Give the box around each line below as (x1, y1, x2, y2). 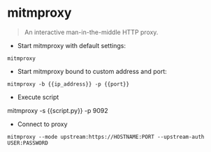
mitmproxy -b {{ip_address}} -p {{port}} (7, 80, 130, 88)
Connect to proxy (17, 120, 68, 128)
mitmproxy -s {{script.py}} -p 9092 (7, 106, 108, 114)
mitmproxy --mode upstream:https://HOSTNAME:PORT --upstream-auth (7, 133, 205, 140)
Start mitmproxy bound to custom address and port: (17, 67, 168, 75)
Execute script (17, 93, 59, 101)
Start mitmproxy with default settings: (17, 41, 126, 50)
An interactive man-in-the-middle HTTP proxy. (24, 28, 159, 36)
